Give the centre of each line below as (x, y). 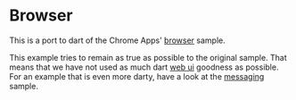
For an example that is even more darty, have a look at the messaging (137, 76)
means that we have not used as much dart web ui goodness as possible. (144, 67)
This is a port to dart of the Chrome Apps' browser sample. (117, 40)
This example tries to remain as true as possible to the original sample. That (148, 57)
